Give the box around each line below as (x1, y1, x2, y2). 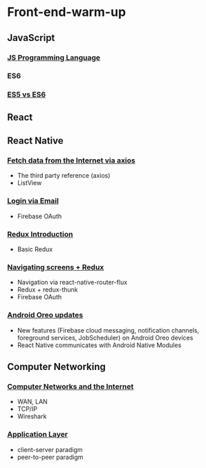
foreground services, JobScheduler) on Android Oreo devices (17, 333, 194, 342)
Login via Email (7, 196, 59, 206)
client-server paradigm (17, 445, 83, 453)
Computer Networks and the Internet (7, 381, 134, 391)
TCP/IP (17, 405, 38, 413)
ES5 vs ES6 (7, 90, 46, 99)
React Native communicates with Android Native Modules (17, 341, 182, 349)
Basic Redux (17, 245, 53, 253)
